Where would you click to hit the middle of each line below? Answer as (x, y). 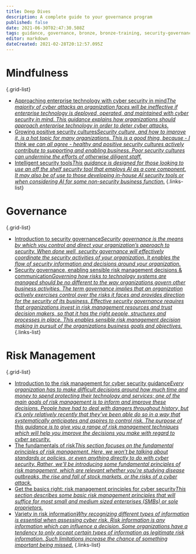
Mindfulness (37, 73)
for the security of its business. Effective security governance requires (99, 301)
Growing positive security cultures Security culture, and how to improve (100, 132)
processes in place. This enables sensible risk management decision (97, 319)
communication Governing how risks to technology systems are (90, 276)
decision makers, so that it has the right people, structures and (90, 313)
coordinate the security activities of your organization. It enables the (97, 257)
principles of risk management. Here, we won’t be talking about (91, 452)
